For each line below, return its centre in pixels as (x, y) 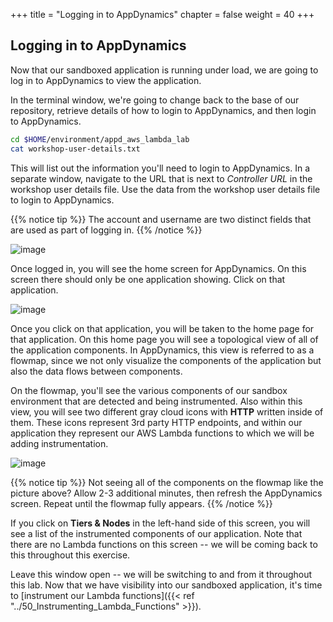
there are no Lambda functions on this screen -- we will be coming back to (164, 544)
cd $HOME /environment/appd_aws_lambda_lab (100, 139)
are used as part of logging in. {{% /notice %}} (106, 230)
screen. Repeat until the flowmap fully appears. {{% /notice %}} (141, 503)
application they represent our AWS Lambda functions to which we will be (162, 433)
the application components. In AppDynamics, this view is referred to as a (162, 350)
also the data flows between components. (96, 371)
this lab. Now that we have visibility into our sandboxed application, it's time (166, 585)
